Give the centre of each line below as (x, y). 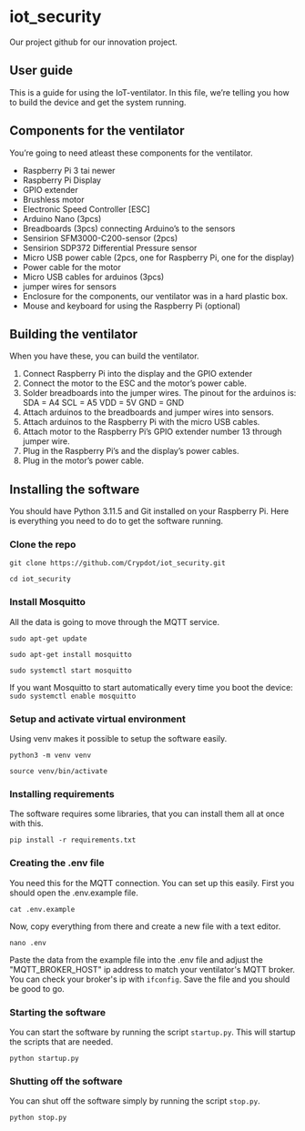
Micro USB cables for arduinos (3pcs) (93, 277)
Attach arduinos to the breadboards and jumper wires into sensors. (148, 412)
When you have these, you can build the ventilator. (104, 356)
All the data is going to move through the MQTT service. (115, 621)
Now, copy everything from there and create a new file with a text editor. (145, 926)
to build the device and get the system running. (98, 102)
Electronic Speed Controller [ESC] (86, 209)
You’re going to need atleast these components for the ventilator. (131, 153)
